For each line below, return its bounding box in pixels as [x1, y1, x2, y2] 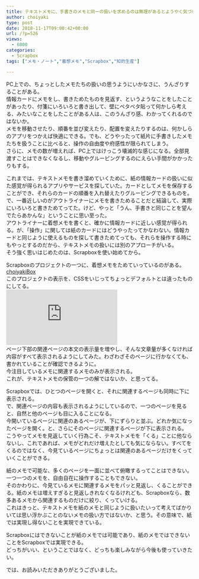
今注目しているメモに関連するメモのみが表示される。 [6, 367, 136, 375]
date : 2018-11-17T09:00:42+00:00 [6, 25, 89, 31]
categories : [6, 47, 36, 53]
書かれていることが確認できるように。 [6, 360, 99, 367]
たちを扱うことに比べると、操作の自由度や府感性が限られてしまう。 [6, 140, 172, 147]
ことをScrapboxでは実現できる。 [6, 539, 87, 546]
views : [6, 36, 23, 42]
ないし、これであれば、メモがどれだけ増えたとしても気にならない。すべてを [6, 439, 192, 446]
